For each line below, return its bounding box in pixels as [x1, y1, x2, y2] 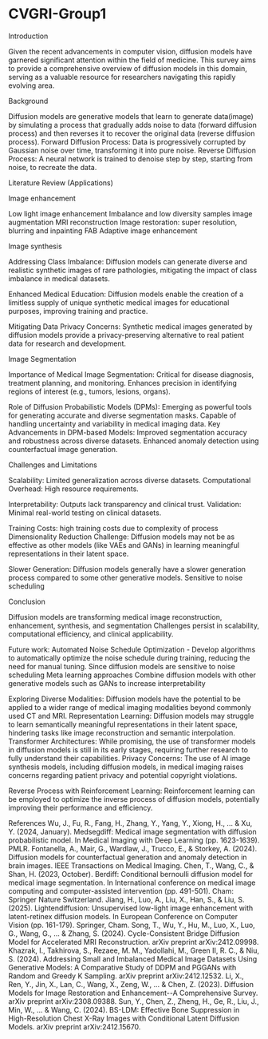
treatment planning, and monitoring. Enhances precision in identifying [8, 378, 237, 387]
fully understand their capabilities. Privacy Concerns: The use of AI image [8, 753, 251, 763]
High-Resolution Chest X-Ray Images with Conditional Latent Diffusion [8, 1013, 240, 1023]
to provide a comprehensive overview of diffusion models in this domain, [8, 63, 247, 73]
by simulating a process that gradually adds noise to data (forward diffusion [8, 120, 258, 129]
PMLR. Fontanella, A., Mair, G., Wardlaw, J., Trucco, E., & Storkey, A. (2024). [8, 843, 258, 853]
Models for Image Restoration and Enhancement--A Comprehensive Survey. [8, 988, 258, 997]
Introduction [8, 31, 49, 41]
